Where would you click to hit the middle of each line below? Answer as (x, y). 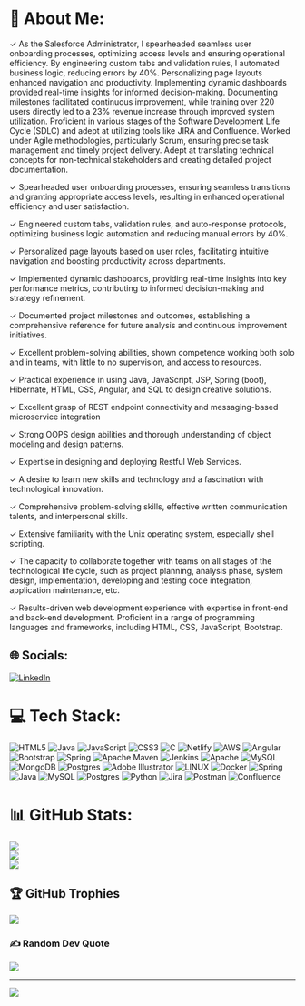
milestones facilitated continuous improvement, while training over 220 (142, 101)
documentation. (39, 169)
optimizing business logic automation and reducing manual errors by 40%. (149, 233)
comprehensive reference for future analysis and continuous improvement (148, 325)
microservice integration (55, 417)
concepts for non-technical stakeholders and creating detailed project (141, 159)
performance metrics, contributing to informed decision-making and (137, 288)
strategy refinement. (48, 297)
